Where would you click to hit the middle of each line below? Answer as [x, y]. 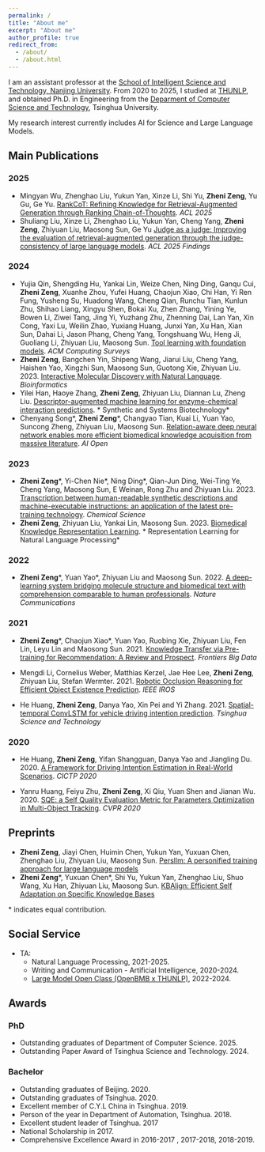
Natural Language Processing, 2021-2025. [100, 961]
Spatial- [241, 704]
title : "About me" [38, 23]
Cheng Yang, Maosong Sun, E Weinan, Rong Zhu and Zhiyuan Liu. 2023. [137, 489]
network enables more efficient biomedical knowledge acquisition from [135, 435]
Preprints [32, 833]
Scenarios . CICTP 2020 [58, 776]
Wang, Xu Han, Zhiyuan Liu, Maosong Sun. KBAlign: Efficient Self [126, 886]
